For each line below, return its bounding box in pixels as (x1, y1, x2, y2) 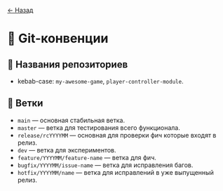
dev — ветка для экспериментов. (17, 145, 117, 154)
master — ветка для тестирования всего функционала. (17, 123, 180, 132)
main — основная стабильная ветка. (17, 116, 125, 124)
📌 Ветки (7, 98, 43, 110)
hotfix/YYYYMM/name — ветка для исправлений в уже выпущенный (17, 168, 214, 176)
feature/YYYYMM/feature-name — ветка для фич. (17, 153, 156, 162)
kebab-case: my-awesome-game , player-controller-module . (17, 77, 184, 85)
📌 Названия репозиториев (7, 58, 128, 70)
